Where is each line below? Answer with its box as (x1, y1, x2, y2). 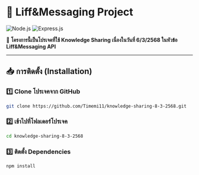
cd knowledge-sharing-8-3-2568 (6, 133, 84, 139)
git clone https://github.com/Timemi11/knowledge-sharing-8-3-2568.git (6, 103, 187, 109)
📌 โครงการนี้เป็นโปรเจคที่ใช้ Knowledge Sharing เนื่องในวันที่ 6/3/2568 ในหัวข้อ (6, 36, 178, 43)
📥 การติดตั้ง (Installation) (6, 66, 92, 76)
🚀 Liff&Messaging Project (6, 5, 133, 19)
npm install (6, 163, 36, 169)
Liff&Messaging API (6, 43, 56, 50)
